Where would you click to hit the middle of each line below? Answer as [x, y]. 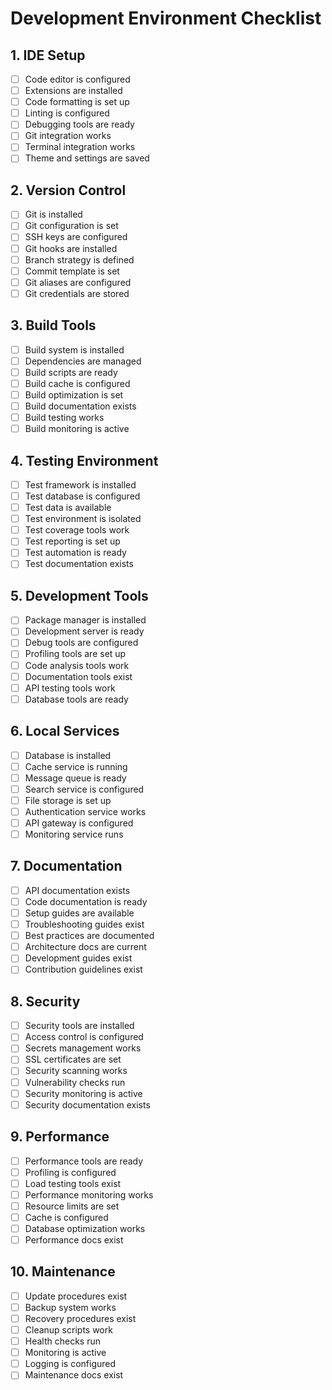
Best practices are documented [89, 936]
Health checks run [63, 1341]
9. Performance [60, 1137]
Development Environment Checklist [166, 18]
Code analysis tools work [77, 665]
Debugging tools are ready [79, 124]
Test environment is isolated [83, 519]
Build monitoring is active [77, 429]
